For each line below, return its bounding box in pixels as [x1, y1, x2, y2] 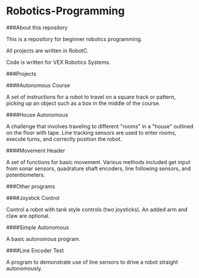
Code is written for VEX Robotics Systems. [6, 58, 111, 66]
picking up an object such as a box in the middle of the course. [6, 100, 161, 107]
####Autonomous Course [6, 82, 70, 89]
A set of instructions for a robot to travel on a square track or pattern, [6, 93, 176, 100]
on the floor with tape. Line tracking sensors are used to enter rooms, [6, 129, 177, 136]
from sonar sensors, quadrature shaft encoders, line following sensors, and [6, 165, 191, 172]
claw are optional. [6, 212, 50, 219]
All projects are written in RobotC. [6, 47, 89, 54]
